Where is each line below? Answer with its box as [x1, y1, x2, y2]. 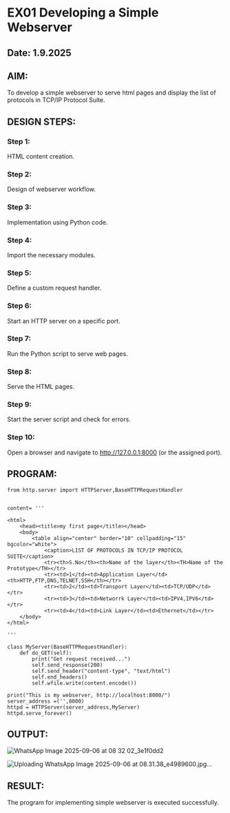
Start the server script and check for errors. [7, 415, 131, 423]
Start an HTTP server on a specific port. [7, 317, 121, 325]
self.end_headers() [32, 674, 88, 681]
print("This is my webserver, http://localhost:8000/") [7, 692, 171, 699]
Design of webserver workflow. [7, 185, 96, 194]
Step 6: [7, 301, 32, 311]
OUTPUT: [7, 728, 48, 740]
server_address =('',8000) [7, 698, 85, 705]
